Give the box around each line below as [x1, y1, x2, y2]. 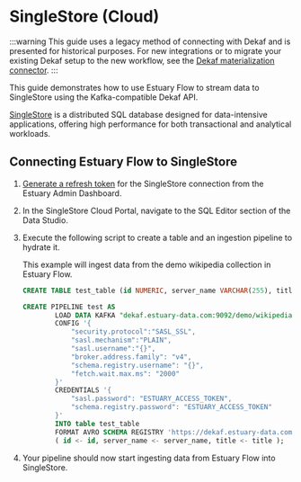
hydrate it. [22, 241, 60, 253]
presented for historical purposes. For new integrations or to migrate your [9, 45, 281, 56]
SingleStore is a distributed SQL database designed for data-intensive [9, 109, 268, 120]
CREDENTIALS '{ [55, 386, 112, 395]
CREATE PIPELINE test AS [22, 302, 116, 311]
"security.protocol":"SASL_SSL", [70, 327, 196, 336]
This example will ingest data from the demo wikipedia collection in [22, 259, 271, 270]
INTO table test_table [55, 419, 140, 428]
